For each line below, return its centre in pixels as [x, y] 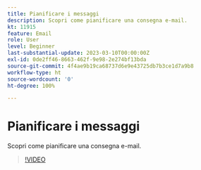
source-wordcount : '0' [41, 79]
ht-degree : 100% [31, 86]
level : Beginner [31, 46]
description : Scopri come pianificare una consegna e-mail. [98, 20]
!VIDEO [35, 159]
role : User [23, 40]
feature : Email [30, 33]
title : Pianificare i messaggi [53, 14]
